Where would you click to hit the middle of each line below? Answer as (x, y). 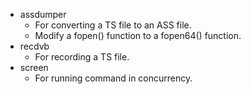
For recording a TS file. (82, 57)
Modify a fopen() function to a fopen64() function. (138, 35)
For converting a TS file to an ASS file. (113, 25)
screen (34, 67)
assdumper (43, 14)
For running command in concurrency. (113, 78)
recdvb (34, 46)
